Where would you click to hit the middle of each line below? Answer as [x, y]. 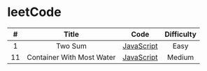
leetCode [34, 12]
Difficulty [181, 34]
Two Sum [71, 46]
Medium [180, 57]
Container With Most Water [71, 57]
